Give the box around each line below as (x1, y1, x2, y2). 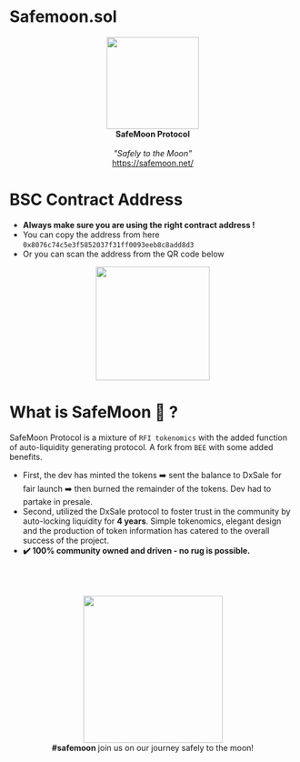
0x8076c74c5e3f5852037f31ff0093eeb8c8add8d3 (22, 240, 195, 249)
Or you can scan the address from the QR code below (22, 248, 225, 259)
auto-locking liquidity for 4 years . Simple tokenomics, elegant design (22, 516, 282, 526)
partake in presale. (22, 496, 94, 506)
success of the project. (22, 535, 109, 546)
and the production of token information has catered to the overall (22, 525, 270, 536)
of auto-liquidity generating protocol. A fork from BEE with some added (9, 441, 274, 452)
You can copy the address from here (22, 229, 160, 240)
